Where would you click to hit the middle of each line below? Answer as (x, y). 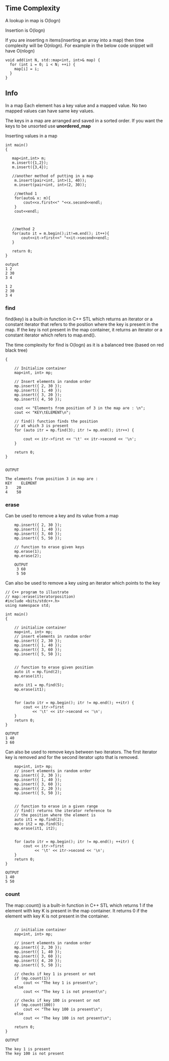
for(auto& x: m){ (33, 198)
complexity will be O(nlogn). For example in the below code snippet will (79, 45)
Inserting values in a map (31, 135)
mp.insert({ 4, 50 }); (38, 399)
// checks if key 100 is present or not (57, 1000)
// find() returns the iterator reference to (63, 811)
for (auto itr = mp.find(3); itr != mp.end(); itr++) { (74, 430)
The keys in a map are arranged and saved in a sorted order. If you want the (84, 120)
